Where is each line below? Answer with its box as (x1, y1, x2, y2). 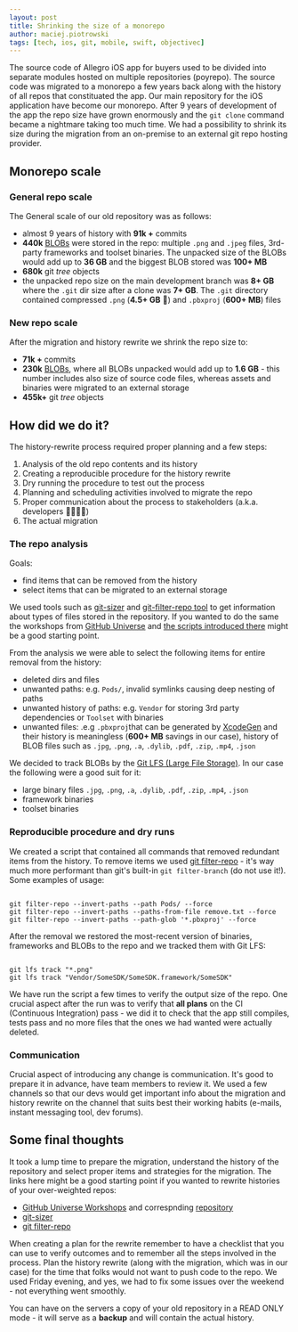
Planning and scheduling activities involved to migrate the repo (21, 487, 254, 498)
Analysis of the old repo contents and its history (21, 459, 198, 470)
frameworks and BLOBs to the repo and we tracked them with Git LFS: (9, 940, 267, 951)
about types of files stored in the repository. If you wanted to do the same (9, 611, 279, 622)
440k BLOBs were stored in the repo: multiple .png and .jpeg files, (21, 237, 267, 248)
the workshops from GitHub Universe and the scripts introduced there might (9, 621, 289, 632)
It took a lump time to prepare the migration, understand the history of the (9, 1156, 280, 1167)
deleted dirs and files (21, 674, 100, 685)
